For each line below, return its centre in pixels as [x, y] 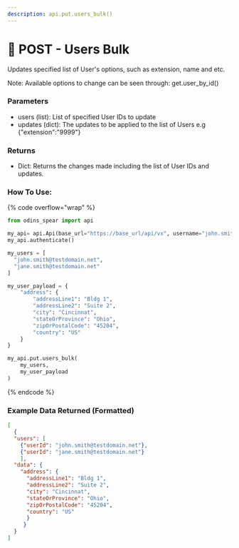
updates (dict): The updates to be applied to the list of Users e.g [112, 124]
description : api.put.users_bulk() [60, 14]
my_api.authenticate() [41, 240]
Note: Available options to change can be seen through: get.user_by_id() [113, 83]
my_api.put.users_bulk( [43, 359]
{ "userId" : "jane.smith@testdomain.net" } [82, 452]
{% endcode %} [31, 392]
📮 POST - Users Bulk [69, 49]
